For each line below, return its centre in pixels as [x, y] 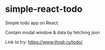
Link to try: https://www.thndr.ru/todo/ [44, 42]
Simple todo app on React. [32, 23]
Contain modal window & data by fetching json [52, 32]
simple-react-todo [44, 9]
